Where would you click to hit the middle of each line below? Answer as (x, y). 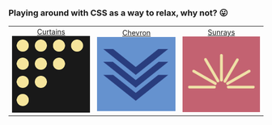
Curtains (51, 32)
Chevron (136, 33)
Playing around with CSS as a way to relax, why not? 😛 (118, 13)
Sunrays (221, 32)
